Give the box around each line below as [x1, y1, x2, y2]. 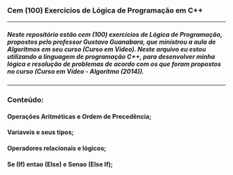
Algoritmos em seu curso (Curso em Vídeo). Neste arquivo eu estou [7, 44, 207, 53]
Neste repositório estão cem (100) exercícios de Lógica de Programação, [7, 30, 223, 38]
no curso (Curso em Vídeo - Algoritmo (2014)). [7, 67, 144, 75]
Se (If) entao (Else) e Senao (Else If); [7, 160, 113, 168]
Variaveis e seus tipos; [7, 128, 74, 137]
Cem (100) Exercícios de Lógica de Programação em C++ [7, 6, 203, 15]
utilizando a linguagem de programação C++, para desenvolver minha [7, 52, 215, 60]
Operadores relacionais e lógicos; [7, 144, 107, 152]
